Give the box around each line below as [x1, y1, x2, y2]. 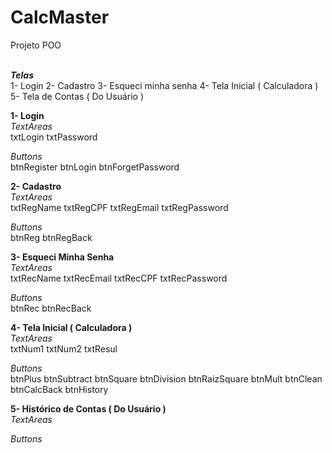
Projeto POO [10, 39, 62, 51]
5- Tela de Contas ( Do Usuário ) [10, 90, 145, 102]
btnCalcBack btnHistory [10, 383, 109, 395]
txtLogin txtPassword [10, 131, 98, 143]
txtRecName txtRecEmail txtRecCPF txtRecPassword [10, 272, 228, 284]
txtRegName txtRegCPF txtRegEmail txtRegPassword [10, 201, 229, 213]
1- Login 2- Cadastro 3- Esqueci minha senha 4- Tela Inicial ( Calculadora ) [10, 79, 319, 91]
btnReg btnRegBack [10, 231, 93, 243]
